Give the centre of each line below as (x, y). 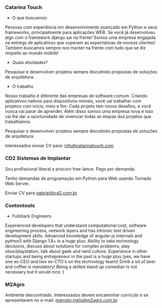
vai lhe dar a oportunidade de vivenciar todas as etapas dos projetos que (78, 117)
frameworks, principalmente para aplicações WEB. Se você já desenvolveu (80, 33)
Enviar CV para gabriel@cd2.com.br (41, 193)
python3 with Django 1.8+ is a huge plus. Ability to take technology (72, 241)
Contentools (20, 205)
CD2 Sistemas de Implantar (38, 158)
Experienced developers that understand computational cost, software (76, 225)
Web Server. (18, 183)
